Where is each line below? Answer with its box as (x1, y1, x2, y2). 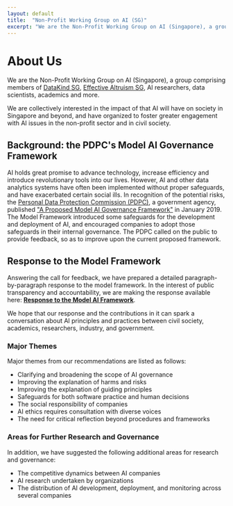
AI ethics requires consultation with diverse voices (17, 407, 162, 416)
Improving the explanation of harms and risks (17, 378, 147, 386)
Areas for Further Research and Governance (7, 432, 159, 442)
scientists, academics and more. (7, 91, 100, 99)
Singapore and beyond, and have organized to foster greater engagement (7, 112, 218, 120)
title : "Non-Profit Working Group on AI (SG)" (7, 17, 148, 24)
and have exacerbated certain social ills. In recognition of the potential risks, (7, 190, 225, 199)
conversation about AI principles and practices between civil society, (7, 316, 205, 325)
